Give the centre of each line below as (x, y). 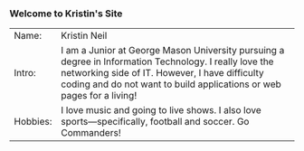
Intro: (25, 73)
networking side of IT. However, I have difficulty (162, 73)
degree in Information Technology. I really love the (167, 61)
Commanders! (91, 133)
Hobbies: (33, 122)
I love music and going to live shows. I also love (161, 110)
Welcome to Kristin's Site (66, 14)
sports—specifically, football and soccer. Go (155, 122)
